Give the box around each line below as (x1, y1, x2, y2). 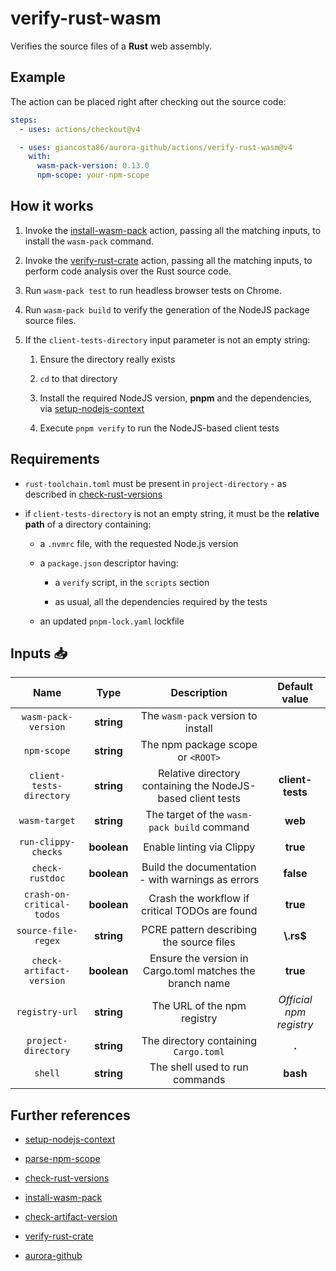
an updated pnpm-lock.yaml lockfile (39, 615, 185, 627)
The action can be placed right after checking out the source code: (10, 95, 287, 107)
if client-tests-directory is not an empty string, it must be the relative (24, 507, 320, 519)
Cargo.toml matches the (142, 964, 256, 978)
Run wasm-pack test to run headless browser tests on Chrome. (24, 284, 283, 296)
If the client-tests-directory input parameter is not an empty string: (24, 333, 311, 346)
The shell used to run (149, 1060, 249, 1074)
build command (174, 820, 250, 834)
